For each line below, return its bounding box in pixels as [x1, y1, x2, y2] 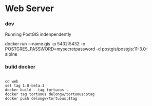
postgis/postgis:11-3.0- [102, 46, 148, 52]
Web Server [5, 3, 54, 14]
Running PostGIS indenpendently [5, 31, 72, 37]
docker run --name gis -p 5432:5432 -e [5, 41, 85, 47]
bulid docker [5, 64, 36, 70]
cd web [5, 79, 19, 84]
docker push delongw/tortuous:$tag [5, 96, 77, 101]
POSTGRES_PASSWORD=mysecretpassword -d [5, 46, 101, 52]
